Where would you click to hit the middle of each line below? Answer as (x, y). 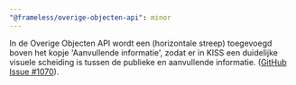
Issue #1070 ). (34, 72)
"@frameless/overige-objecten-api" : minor (90, 17)
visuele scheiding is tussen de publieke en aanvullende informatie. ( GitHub (148, 62)
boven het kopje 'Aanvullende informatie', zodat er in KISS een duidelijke (143, 52)
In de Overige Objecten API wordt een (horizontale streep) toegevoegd (141, 43)
